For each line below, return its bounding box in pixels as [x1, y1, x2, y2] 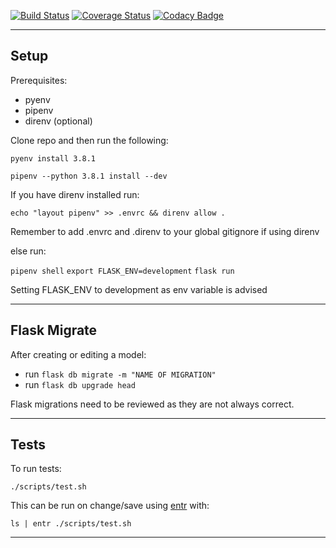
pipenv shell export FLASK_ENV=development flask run [10, 266, 235, 276]
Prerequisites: [10, 74, 68, 86]
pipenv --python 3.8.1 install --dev [10, 171, 168, 181]
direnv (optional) [24, 115, 93, 127]
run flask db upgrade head [24, 378, 136, 390]
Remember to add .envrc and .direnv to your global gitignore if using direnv [10, 225, 320, 237]
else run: [10, 245, 47, 257]
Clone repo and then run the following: [10, 134, 169, 146]
